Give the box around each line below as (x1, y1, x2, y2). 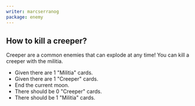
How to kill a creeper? (6, 36, 87, 46)
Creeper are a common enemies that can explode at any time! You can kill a (6, 51, 190, 59)
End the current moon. (14, 82, 70, 89)
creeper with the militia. (6, 58, 64, 65)
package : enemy (6, 14, 44, 20)
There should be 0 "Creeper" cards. (14, 88, 102, 95)
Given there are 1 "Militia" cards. (14, 69, 93, 77)
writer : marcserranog (6, 8, 60, 15)
